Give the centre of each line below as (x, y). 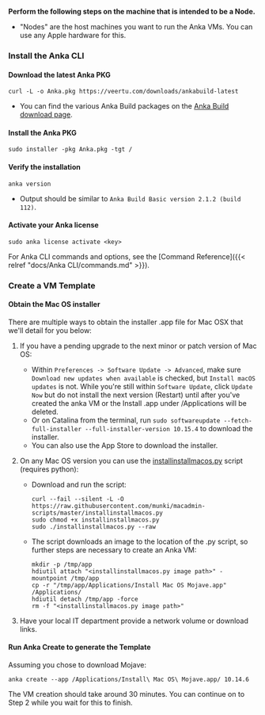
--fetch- (238, 421)
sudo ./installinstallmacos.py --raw (94, 526)
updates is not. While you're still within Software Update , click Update (142, 386)
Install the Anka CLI (46, 55)
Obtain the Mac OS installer (54, 304)
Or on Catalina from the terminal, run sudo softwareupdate (126, 420)
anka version (30, 184)
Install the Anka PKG (43, 132)
